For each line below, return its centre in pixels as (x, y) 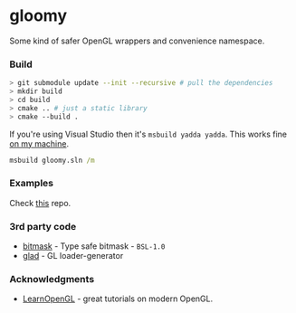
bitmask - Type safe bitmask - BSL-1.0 (94, 246)
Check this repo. (40, 203)
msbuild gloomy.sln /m (52, 160)
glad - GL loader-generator (73, 256)
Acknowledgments (52, 279)
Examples (32, 184)
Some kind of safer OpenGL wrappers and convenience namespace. (137, 41)
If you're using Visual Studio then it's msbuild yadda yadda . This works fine (148, 134)
